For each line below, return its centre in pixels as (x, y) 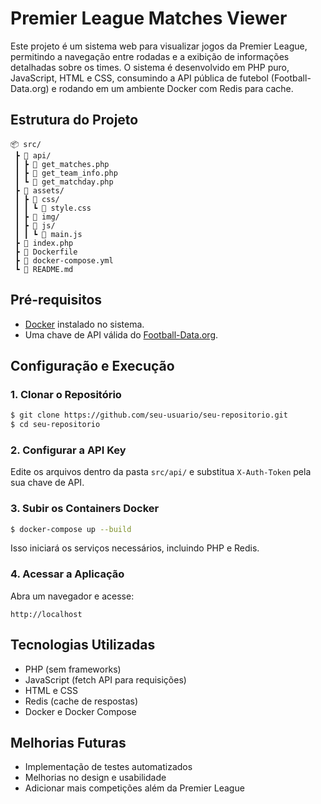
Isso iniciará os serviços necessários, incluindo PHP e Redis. (135, 548)
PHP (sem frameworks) (73, 669)
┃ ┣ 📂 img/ (37, 217)
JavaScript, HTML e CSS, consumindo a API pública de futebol (139, 78)
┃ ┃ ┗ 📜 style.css (53, 208)
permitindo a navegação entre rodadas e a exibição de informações (150, 56)
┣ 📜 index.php (44, 243)
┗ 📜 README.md (44, 269)
